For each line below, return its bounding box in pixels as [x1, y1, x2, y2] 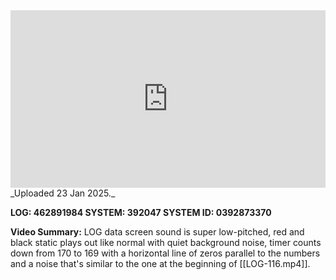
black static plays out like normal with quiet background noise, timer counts [10, 236, 322, 248]
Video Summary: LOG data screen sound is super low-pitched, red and [10, 225, 305, 238]
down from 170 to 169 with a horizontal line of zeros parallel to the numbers [10, 247, 321, 259]
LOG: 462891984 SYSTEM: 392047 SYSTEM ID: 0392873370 [10, 206, 272, 218]
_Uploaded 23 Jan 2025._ [10, 187, 116, 199]
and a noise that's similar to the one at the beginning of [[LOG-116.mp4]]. [10, 257, 311, 269]
